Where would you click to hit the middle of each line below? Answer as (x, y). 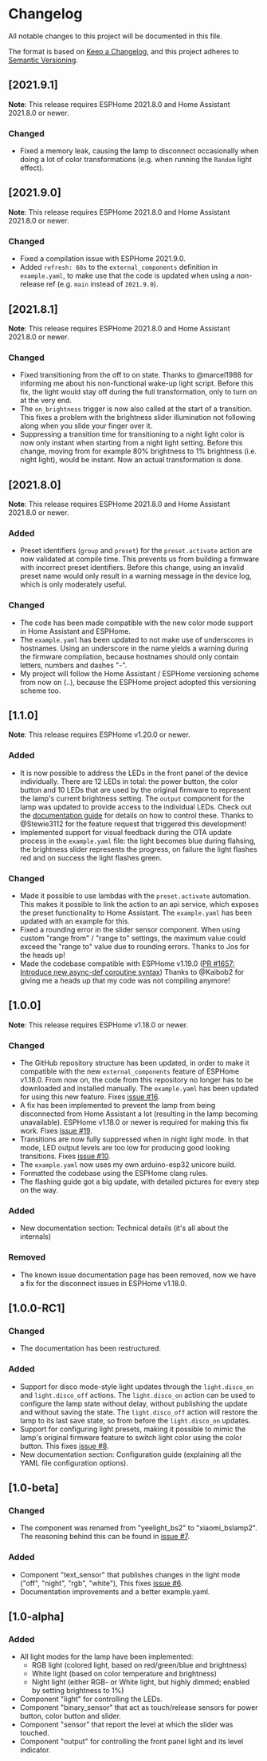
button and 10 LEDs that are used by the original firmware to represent (135, 789)
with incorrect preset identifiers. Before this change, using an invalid (132, 568)
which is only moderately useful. (73, 584)
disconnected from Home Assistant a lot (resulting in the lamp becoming (139, 1114)
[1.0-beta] (34, 1488)
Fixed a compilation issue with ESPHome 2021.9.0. (102, 259)
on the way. (39, 1190)
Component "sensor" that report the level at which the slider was (126, 1724)
